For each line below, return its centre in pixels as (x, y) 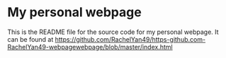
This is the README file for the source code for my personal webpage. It (113, 32)
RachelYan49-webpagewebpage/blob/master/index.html (90, 47)
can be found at (30, 39)
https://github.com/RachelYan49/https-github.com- (130, 39)
